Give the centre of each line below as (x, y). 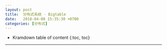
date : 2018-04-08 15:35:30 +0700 (42, 19)
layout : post (19, 10)
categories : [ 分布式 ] (26, 24)
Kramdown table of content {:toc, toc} (51, 38)
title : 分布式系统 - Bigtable (36, 14)
